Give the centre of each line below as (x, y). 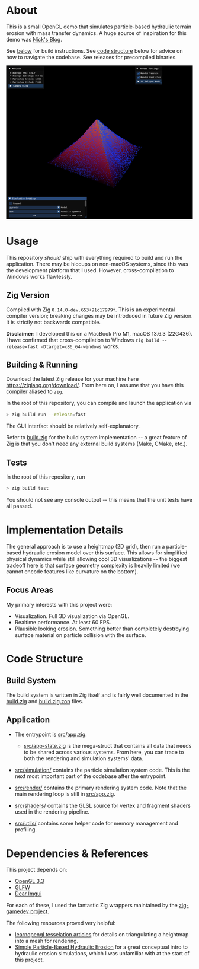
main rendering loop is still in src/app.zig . (65, 794)
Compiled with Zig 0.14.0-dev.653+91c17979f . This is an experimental (91, 310)
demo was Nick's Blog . (34, 39)
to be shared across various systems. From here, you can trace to (104, 752)
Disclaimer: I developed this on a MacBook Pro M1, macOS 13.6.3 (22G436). (99, 333)
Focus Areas (30, 590)
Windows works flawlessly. (39, 276)
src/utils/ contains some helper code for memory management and (97, 823)
